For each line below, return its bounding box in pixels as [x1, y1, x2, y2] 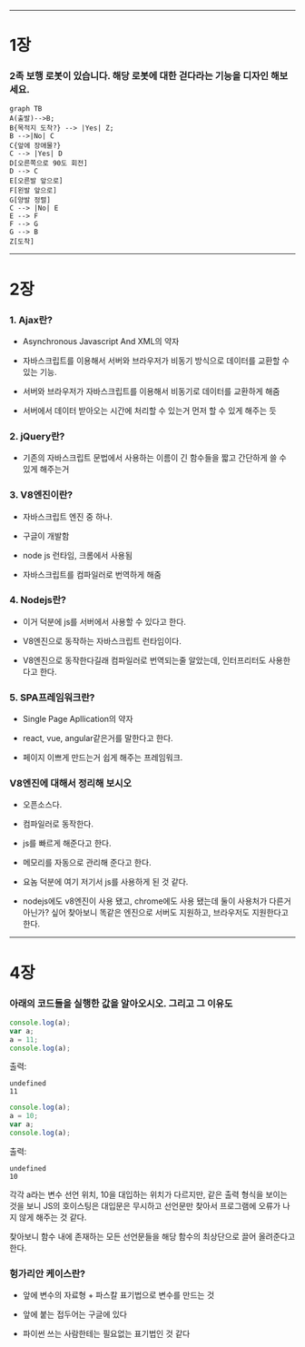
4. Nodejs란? [9, 594, 66, 607]
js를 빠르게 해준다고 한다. [22, 837, 112, 849]
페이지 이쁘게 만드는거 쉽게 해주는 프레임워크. [22, 752, 183, 763]
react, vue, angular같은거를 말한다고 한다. [22, 733, 174, 744]
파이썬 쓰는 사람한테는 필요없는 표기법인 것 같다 [22, 1328, 191, 1340]
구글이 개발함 [22, 530, 70, 541]
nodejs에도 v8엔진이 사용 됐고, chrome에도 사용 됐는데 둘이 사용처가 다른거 [22, 896, 292, 906]
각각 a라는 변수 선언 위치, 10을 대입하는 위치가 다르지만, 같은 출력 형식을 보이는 [9, 1189, 288, 1200]
